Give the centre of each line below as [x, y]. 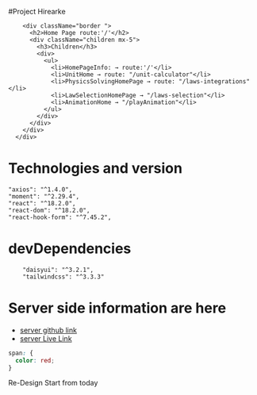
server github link [48, 330]
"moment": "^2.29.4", [44, 196]
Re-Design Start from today [53, 383]
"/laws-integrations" [214, 82]
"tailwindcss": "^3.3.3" [63, 277]
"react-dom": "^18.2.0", [49, 210]
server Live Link [46, 338]
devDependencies [70, 249]
